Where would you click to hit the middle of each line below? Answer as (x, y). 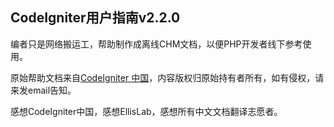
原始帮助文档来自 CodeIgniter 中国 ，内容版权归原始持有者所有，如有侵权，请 (167, 77)
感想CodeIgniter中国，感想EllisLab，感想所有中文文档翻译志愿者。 (146, 111)
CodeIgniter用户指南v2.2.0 (95, 18)
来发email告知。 (43, 90)
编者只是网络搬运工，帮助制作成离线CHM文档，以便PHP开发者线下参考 (156, 44)
